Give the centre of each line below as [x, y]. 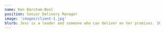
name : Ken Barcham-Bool [29, 9]
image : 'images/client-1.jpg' [36, 18]
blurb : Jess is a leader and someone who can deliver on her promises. [80, 23]
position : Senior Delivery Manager [41, 14]
